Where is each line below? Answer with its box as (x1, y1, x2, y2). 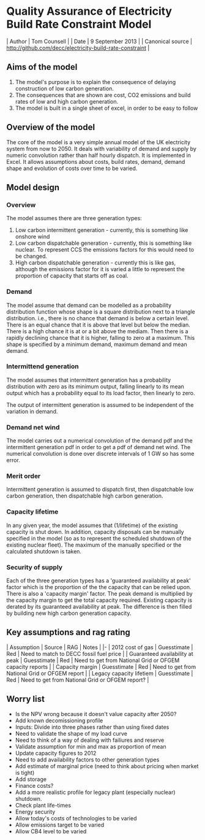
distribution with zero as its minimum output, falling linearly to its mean (6, 382, 185, 390)
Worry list (6, 694, 45, 704)
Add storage (15, 775, 47, 783)
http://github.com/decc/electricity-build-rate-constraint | (6, 44, 150, 52)
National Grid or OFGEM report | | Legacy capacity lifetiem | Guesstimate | (6, 669, 193, 677)
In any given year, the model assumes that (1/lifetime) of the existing (6, 522, 178, 529)
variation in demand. (6, 407, 58, 415)
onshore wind (15, 233, 50, 241)
